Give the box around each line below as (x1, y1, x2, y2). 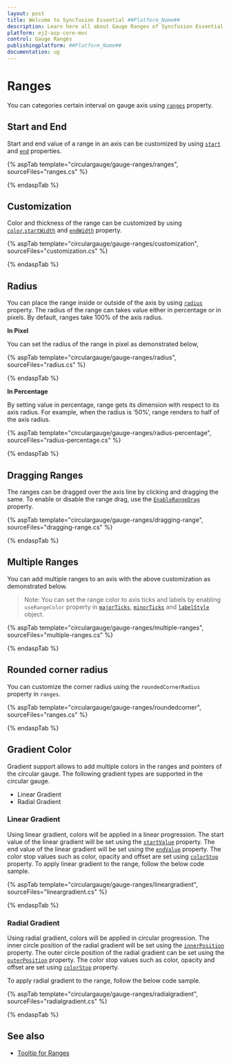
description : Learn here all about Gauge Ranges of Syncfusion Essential (7, 23, 224, 30)
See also (7, 1030, 45, 1042)
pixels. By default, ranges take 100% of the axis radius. (7, 313, 163, 321)
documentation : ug (7, 49, 60, 56)
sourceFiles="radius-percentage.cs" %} (7, 436, 121, 445)
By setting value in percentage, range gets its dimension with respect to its (7, 401, 219, 409)
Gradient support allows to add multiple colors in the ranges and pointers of (7, 762, 223, 770)
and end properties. (7, 146, 62, 155)
